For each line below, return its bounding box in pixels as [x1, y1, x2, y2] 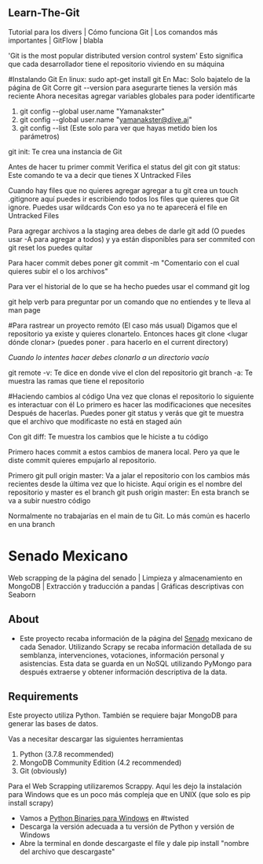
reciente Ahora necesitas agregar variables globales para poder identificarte [8, 91, 255, 101]
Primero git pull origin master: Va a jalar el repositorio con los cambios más [8, 470, 250, 480]
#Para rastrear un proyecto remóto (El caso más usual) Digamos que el [8, 321, 238, 330]
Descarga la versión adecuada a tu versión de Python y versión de [19, 822, 235, 832]
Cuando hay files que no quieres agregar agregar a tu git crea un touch [8, 185, 238, 195]
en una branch [8, 519, 55, 528]
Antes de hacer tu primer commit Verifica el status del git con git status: [8, 161, 241, 172]
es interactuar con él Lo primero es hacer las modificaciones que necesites [8, 399, 251, 409]
